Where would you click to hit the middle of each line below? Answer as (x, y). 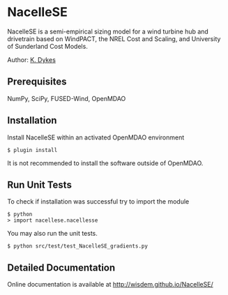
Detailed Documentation (61, 267)
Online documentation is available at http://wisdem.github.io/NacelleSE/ (111, 285)
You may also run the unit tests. (52, 234)
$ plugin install (32, 150)
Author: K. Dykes (31, 59)
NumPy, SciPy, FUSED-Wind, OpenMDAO (67, 98)
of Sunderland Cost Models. (48, 46)
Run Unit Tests (39, 184)
